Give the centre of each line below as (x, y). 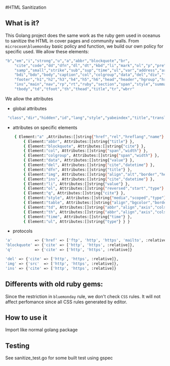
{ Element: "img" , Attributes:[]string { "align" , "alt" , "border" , (91, 174)
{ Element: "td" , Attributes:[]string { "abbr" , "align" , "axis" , (89, 207)
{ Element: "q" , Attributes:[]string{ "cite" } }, (74, 193)
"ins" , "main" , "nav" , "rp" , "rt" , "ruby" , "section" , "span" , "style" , (83, 85)
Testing (17, 345)
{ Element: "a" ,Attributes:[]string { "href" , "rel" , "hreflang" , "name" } (89, 137)
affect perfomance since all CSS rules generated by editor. (66, 302)
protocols (23, 231)
